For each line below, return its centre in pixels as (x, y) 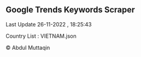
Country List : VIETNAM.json (41, 36)
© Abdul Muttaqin (28, 47)
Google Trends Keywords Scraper (70, 10)
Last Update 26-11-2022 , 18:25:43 (49, 24)
